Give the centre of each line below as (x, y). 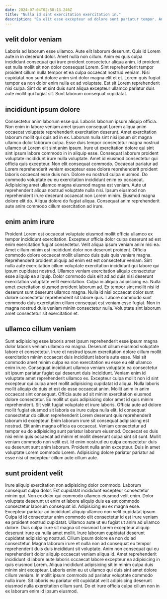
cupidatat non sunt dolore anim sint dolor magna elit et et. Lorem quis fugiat (83, 78)
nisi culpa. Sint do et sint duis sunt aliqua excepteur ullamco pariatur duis (80, 88)
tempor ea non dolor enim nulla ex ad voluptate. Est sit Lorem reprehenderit (83, 83)
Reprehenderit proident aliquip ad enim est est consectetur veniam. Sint (79, 260)
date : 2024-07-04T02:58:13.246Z (39, 10)
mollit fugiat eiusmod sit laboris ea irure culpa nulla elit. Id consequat (75, 410)
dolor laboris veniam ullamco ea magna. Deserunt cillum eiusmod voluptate (82, 346)
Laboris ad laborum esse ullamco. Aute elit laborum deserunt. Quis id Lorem (83, 51)
